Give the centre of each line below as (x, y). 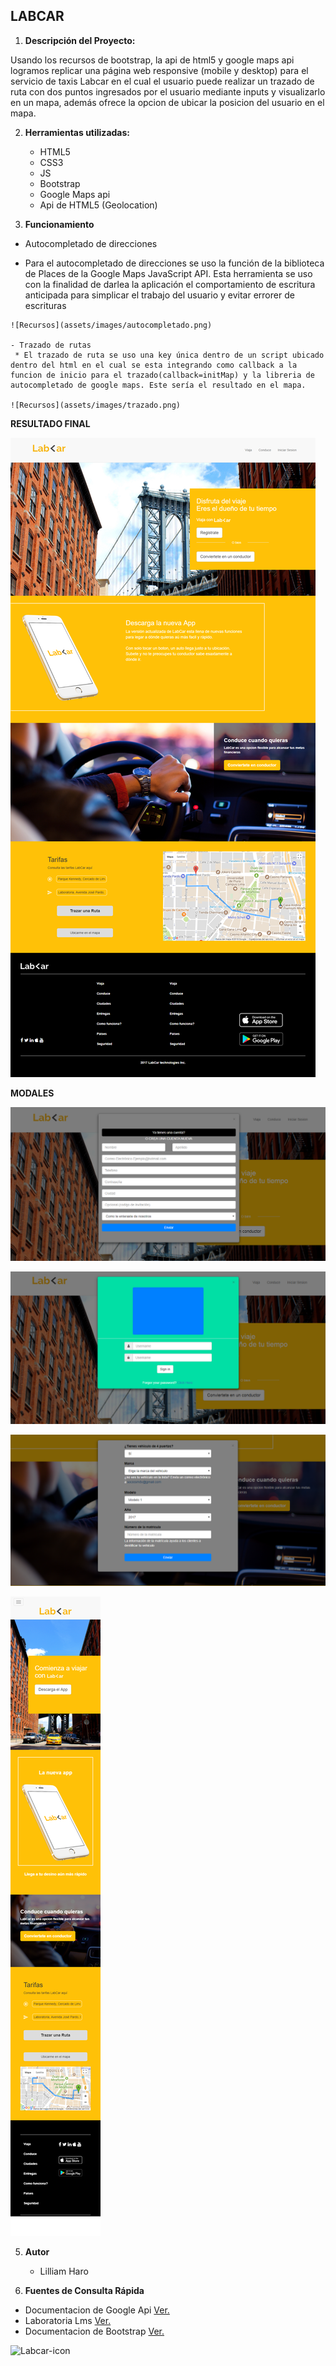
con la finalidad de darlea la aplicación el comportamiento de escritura (170, 284)
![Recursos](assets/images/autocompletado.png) (111, 325)
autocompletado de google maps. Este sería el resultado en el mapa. (158, 385)
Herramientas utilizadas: (77, 132)
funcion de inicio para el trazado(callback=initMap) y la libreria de (162, 375)
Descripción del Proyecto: (80, 40)
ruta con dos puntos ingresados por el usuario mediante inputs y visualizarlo (168, 91)
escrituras (45, 305)
